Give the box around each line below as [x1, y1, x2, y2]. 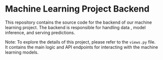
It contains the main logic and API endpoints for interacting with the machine [5, 44, 158, 50]
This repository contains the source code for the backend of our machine [5, 19, 152, 25]
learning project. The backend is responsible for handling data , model [5, 24, 146, 30]
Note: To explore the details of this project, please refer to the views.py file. [5, 39, 156, 45]
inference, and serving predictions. [5, 30, 75, 35]
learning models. [5, 49, 39, 55]
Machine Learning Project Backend [5, 3, 150, 15]
